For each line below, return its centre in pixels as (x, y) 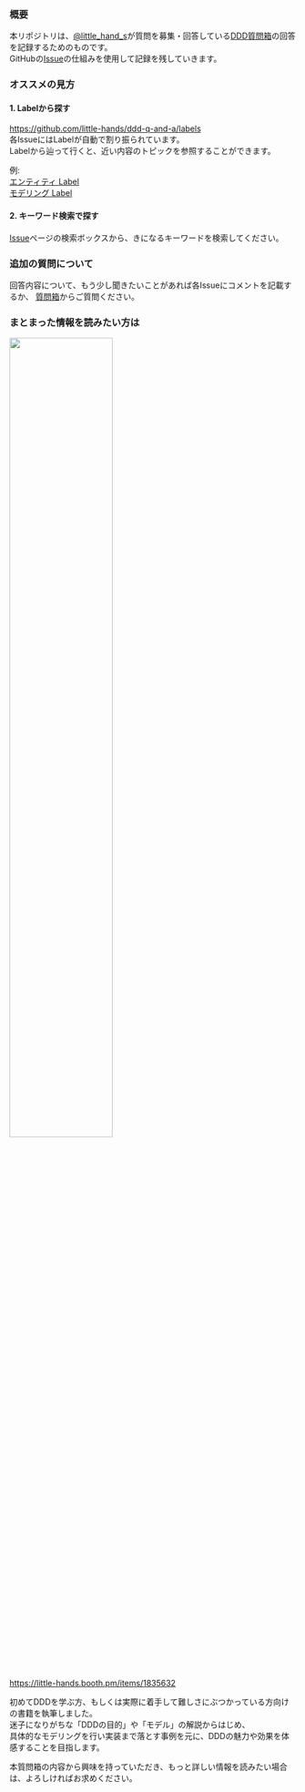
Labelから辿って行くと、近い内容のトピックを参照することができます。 (142, 151)
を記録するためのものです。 (61, 47)
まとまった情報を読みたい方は (75, 323)
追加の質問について (51, 263)
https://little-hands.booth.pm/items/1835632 (92, 1684)
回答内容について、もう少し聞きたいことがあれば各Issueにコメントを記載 (147, 285)
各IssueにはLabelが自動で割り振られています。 (97, 139)
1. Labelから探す (40, 108)
